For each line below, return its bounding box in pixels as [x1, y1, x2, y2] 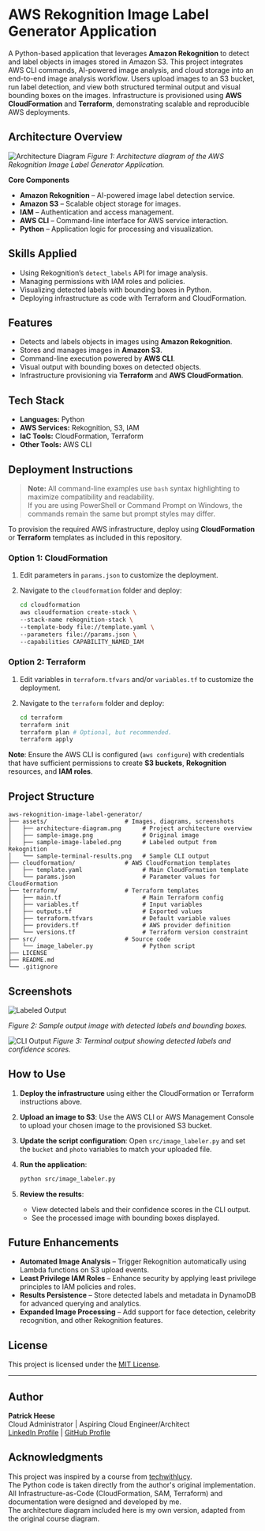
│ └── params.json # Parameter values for [8, 873, 221, 881]
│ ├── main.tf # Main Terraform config [8, 894, 224, 902]
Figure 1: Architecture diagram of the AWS [87, 151, 225, 161]
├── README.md [8, 956, 55, 964]
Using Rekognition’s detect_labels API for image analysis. [19, 267, 208, 278]
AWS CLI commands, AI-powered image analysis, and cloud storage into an [8, 65, 254, 74]
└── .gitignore [8, 963, 58, 971]
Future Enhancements [8, 1236, 120, 1249]
